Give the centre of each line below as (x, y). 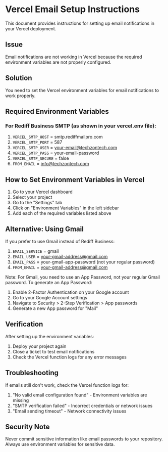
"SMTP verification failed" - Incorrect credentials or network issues (82, 405)
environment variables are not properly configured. (58, 62)
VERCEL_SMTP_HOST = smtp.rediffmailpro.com (58, 137)
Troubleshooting (32, 373)
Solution (19, 78)
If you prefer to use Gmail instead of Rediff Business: (60, 241)
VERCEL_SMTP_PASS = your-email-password (56, 153)
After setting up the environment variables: (50, 336)
